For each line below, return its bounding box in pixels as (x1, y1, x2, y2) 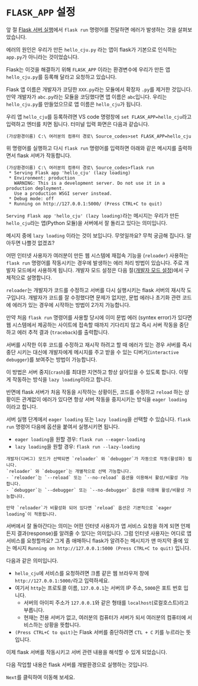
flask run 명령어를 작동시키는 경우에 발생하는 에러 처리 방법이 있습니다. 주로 (6, 259, 183, 266)
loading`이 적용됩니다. (6, 511, 57, 517)
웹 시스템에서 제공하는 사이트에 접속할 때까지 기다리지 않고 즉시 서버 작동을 (6, 321, 178, 328)
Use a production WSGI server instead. (14, 190, 112, 197)
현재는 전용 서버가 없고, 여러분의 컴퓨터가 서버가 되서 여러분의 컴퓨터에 (23, 613, 186, 620)
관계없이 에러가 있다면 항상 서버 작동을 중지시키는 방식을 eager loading (21, 396, 187, 403)
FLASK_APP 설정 (6, 5, 76, 19)
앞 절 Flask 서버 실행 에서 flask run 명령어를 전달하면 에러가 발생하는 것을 (6, 26, 177, 33)
